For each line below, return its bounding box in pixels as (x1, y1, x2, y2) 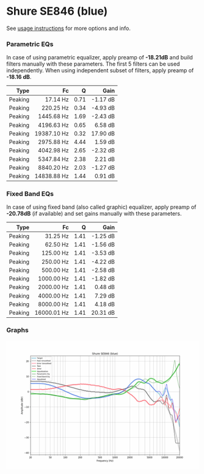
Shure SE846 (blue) (6, 4, 108, 18)
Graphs (6, 326, 29, 334)
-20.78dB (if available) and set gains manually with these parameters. (6, 210, 182, 217)
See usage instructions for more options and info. (6, 24, 131, 32)
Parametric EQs (6, 40, 54, 48)
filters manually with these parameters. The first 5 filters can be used (6, 60, 180, 68)
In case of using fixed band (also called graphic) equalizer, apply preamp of (6, 203, 197, 211)
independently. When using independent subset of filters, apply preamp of (6, 67, 194, 74)
